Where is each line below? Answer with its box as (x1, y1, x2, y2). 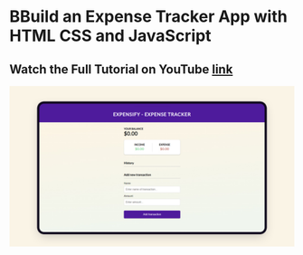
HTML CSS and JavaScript (9, 25, 212, 46)
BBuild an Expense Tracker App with (9, 6, 288, 27)
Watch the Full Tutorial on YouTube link (9, 61, 233, 77)
